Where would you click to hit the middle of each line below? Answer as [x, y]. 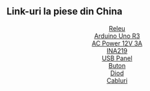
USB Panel [117, 58]
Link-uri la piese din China [64, 12]
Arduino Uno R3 [117, 36]
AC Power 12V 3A [117, 43]
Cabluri [117, 80]
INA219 [117, 50]
